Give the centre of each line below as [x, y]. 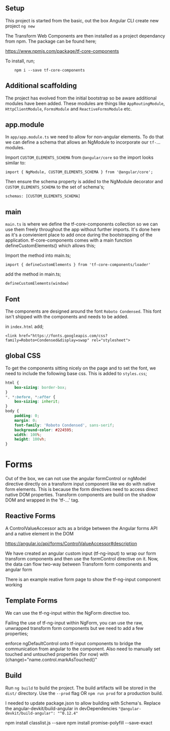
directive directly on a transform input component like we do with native [80, 484]
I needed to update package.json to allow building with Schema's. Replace [83, 703]
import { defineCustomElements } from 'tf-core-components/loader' [78, 265]
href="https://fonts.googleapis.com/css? [63, 336]
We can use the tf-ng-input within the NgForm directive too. [68, 613]
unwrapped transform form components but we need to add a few [74, 628]
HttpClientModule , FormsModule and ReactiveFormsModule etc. [69, 109]
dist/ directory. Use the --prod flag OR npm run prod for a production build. [84, 693]
